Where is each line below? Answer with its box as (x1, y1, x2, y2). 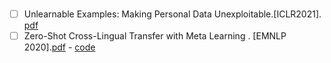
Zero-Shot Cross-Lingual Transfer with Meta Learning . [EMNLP (23, 29, 287, 42)
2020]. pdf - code (23, 41, 96, 53)
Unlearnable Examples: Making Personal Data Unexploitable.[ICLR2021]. (23, 8, 322, 20)
